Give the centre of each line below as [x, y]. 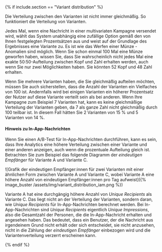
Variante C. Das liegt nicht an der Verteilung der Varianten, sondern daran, [79, 199]
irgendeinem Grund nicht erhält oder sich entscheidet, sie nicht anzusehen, [80, 225]
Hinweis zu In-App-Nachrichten [38, 128]
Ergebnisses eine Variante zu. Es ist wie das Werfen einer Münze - [71, 46]
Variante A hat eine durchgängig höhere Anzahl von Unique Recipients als [79, 194]
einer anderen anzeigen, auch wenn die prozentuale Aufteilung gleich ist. [78, 150]
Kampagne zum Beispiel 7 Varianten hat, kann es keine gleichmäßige [74, 102]
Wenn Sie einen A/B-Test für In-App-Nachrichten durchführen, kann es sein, [81, 140]
